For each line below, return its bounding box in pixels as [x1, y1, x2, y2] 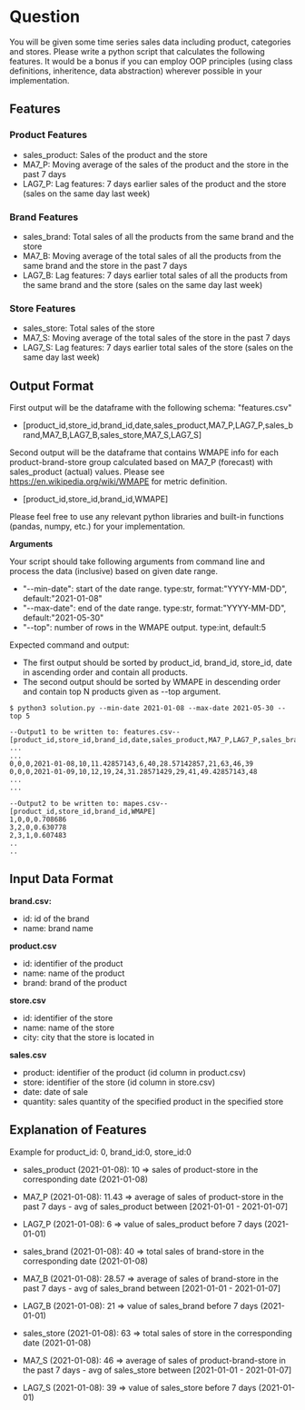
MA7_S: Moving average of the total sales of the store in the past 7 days [22, 333, 290, 343]
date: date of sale [22, 1086, 89, 1097]
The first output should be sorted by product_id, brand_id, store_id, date [22, 657, 292, 669]
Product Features [9, 129, 88, 142]
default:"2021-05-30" [22, 612, 104, 623]
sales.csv [9, 1049, 47, 1060]
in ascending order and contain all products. [22, 667, 188, 678]
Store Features [9, 302, 76, 314]
